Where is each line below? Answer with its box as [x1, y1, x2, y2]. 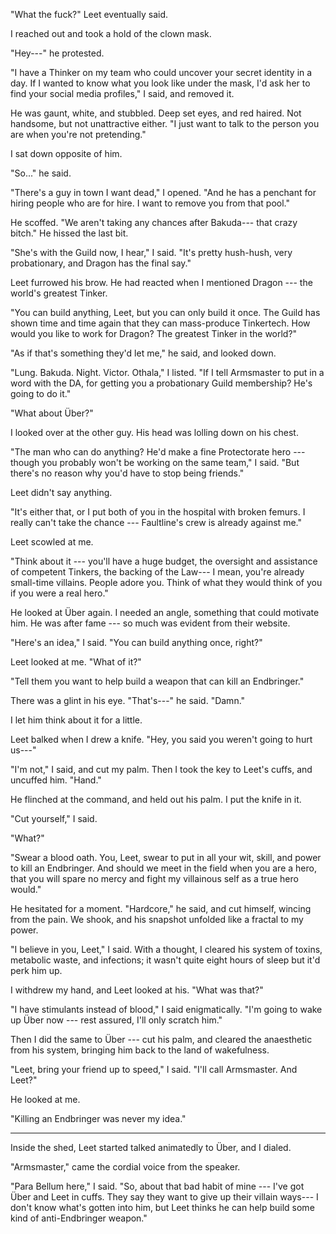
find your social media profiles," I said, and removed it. [10, 88, 235, 99]
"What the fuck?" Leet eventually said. [10, 9, 168, 20]
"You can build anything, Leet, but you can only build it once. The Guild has [10, 307, 321, 318]
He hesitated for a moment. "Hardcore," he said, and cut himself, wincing [10, 903, 312, 914]
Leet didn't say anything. [10, 487, 113, 498]
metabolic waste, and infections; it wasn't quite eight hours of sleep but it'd [10, 954, 321, 966]
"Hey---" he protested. [10, 47, 105, 59]
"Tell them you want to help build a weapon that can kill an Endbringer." [10, 675, 305, 687]
